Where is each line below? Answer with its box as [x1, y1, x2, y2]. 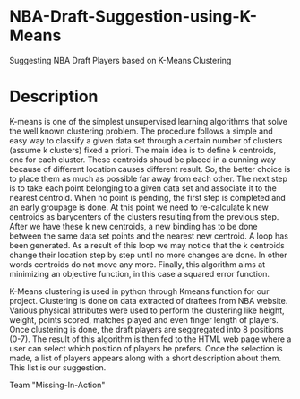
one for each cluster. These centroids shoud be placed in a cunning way [9, 154, 276, 165]
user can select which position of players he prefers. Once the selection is [9, 343, 284, 353]
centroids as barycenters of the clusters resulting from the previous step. [9, 211, 279, 221]
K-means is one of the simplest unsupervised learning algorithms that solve [9, 116, 288, 126]
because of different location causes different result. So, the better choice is [9, 163, 291, 174]
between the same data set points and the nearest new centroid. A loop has [9, 230, 289, 241]
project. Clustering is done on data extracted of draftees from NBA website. [9, 295, 288, 306]
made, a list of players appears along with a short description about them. [9, 352, 282, 363]
